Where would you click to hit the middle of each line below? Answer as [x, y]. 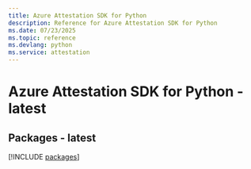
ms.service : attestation [49, 52]
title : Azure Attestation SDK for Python [78, 15]
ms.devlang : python [40, 45]
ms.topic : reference [42, 38]
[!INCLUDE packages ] [44, 157]
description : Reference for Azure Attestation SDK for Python [113, 23]
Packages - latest [52, 138]
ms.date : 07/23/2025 [42, 30]
